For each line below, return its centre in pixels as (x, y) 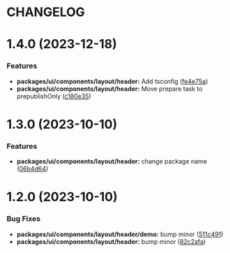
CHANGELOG (46, 12)
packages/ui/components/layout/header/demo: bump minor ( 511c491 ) (120, 234)
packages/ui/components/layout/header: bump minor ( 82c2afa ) (111, 241)
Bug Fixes (24, 219)
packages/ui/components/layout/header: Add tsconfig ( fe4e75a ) (112, 81)
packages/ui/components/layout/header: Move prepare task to (109, 89)
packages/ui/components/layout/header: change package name (112, 161)
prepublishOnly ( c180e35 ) (54, 96)
